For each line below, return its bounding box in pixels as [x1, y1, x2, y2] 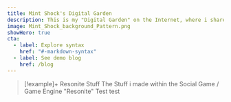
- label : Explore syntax [13, 42, 85, 49]
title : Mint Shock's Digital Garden [7, 10, 112, 17]
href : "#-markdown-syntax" [19, 49, 97, 55]
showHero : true [7, 29, 51, 36]
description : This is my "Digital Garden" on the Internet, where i [7, 16, 208, 23]
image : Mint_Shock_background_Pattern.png [7, 23, 131, 29]
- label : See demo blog [13, 55, 81, 62]
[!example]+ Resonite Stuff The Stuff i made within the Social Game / [23, 79, 219, 88]
